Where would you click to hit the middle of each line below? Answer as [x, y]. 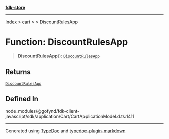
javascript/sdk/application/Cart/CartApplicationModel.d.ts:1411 [70, 116]
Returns [18, 72]
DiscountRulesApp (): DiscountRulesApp [58, 56]
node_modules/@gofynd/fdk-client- [42, 111]
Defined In [22, 99]
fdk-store [15, 7]
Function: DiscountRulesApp [67, 42]
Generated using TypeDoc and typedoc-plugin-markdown [65, 131]
